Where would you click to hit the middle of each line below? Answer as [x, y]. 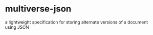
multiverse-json [38, 9]
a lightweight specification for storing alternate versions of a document [76, 22]
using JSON [17, 27]
